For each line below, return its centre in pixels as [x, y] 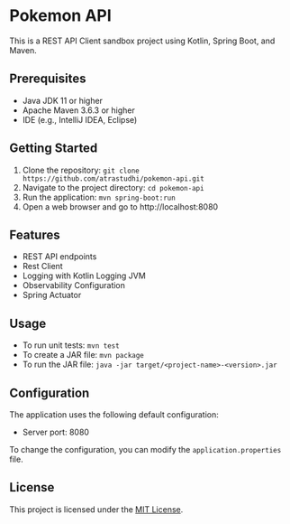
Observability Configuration [74, 285]
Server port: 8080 [56, 432]
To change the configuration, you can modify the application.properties [145, 449]
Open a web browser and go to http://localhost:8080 [120, 206]
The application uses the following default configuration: [114, 415]
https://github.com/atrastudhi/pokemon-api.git [113, 178]
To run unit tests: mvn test [71, 345]
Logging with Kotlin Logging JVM [84, 276]
